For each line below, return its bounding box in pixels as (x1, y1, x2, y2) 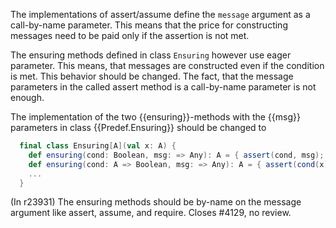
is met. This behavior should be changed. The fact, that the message (10, 70, 294, 82)
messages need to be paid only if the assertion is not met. (10, 30, 250, 41)
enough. (10, 92, 45, 103)
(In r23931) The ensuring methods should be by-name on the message (10, 196, 302, 208)
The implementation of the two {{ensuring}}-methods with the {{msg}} (10, 111, 301, 123)
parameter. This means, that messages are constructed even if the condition (10, 60, 325, 71)
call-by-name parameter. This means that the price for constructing (10, 19, 288, 31)
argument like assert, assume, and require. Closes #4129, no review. (10, 207, 292, 219)
